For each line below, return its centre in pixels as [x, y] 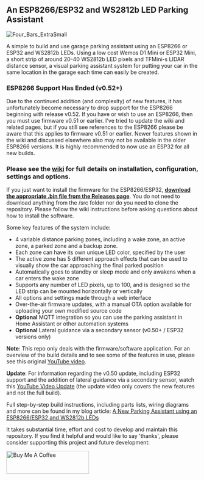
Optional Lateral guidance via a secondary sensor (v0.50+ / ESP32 [99, 330]
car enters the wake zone [47, 278]
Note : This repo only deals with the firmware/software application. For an [98, 349]
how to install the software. [40, 216]
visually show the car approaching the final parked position [89, 266]
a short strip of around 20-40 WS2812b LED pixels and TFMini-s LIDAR [95, 59]
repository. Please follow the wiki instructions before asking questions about [102, 209]
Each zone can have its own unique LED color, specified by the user [100, 252]
